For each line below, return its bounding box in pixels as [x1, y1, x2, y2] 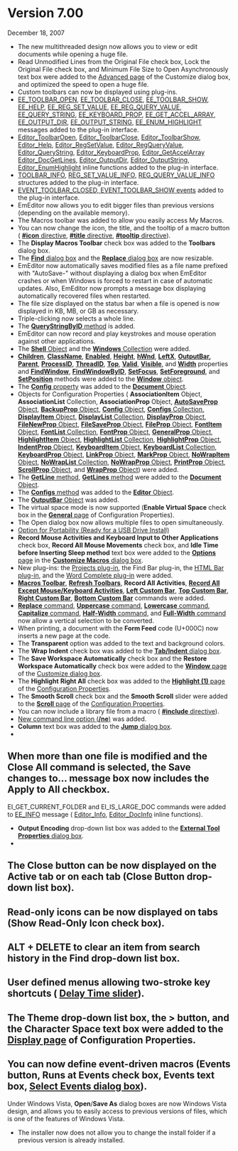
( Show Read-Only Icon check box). [7, 917, 165, 929]
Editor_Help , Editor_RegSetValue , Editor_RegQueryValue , [17, 140, 184, 149]
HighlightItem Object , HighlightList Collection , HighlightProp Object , [17, 435, 222, 444]
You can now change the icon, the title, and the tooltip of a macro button [17, 223, 230, 232]
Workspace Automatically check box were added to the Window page [17, 661, 227, 670]
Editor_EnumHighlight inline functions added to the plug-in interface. [17, 163, 219, 171]
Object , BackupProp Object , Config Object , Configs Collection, [17, 405, 205, 413]
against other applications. [17, 336, 96, 346]
